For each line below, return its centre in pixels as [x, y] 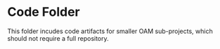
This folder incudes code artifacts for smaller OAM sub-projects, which [110, 31]
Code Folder [44, 12]
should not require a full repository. [58, 38]
